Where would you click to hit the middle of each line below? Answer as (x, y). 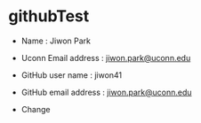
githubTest (49, 16)
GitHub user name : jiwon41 (72, 75)
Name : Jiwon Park (56, 41)
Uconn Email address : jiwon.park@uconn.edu (106, 58)
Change (36, 109)
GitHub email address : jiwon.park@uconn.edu (106, 92)
